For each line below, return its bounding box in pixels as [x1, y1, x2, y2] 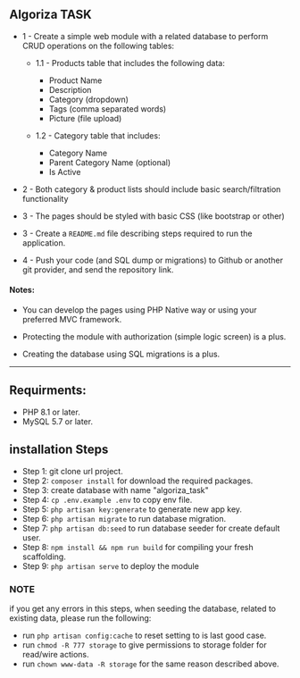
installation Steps [9, 442, 109, 457]
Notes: [9, 285, 36, 296]
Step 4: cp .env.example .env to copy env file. [21, 494, 193, 505]
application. [21, 237, 66, 248]
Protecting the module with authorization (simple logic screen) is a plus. [21, 331, 287, 342]
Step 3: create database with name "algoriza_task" [21, 484, 210, 495]
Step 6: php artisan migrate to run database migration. [21, 513, 227, 523]
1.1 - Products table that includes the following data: [35, 57, 225, 68]
